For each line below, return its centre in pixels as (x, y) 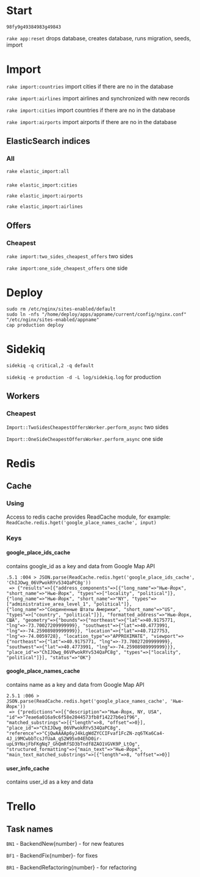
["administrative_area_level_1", (49, 604)
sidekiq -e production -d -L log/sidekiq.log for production (84, 377)
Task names (30, 829)
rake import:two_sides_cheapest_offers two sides (70, 256)
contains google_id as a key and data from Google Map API (81, 566)
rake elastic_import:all (38, 171)
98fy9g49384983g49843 (34, 27)
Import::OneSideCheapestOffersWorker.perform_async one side (85, 438)
